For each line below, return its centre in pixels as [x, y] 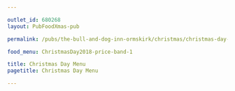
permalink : [23, 39]
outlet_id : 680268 [34, 20]
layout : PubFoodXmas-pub [43, 26]
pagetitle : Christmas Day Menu [53, 71]
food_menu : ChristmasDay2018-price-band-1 [70, 52]
